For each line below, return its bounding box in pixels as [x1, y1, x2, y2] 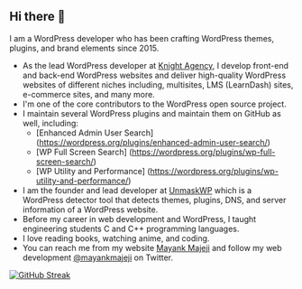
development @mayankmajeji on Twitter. [22, 252, 174, 263]
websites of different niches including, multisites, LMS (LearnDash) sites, [22, 79, 294, 90]
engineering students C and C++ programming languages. [22, 223, 240, 234]
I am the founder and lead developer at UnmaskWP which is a [22, 184, 252, 195]
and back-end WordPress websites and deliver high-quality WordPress [22, 70, 287, 80]
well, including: [22, 117, 79, 128]
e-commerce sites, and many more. [22, 89, 155, 99]
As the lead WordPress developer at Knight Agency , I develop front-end [22, 60, 289, 70]
